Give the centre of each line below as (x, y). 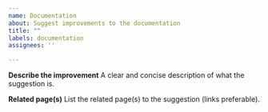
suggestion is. (31, 84)
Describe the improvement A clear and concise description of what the (126, 75)
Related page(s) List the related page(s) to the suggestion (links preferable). (134, 99)
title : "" (25, 30)
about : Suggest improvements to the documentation (94, 23)
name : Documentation (43, 16)
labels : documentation (46, 38)
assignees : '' (32, 46)
